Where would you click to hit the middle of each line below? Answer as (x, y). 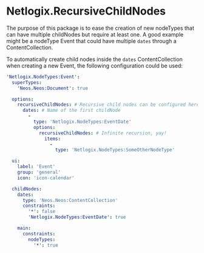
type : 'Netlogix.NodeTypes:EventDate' (82, 122)
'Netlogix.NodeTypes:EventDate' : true (77, 217)
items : (53, 139)
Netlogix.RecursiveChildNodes (86, 11)
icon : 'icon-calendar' (46, 178)
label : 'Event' (36, 167)
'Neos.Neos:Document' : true (53, 88)
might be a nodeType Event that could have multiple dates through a (92, 41)
